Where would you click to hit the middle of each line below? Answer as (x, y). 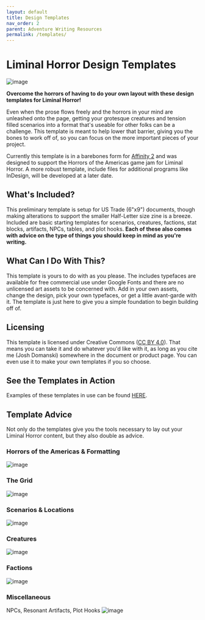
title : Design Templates (38, 18)
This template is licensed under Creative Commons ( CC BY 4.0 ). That (94, 342)
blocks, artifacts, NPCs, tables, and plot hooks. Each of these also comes (99, 229)
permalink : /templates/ (37, 35)
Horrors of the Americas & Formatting (63, 452)
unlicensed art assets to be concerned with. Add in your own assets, (92, 289)
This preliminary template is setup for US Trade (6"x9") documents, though (101, 209)
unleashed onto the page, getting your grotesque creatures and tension (96, 118)
